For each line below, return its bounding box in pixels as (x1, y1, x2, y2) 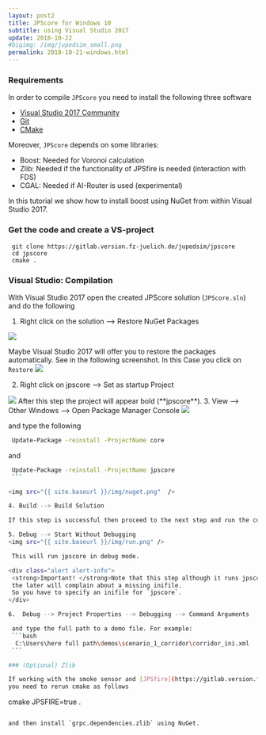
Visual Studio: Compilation (8, 274, 113, 285)
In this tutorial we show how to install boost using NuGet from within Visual (8, 196, 252, 206)
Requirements (8, 75, 64, 86)
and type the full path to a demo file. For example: (11, 625, 193, 633)
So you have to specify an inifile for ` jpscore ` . (11, 588, 182, 597)
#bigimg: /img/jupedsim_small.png (8, 41, 123, 49)
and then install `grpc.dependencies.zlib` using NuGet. (8, 719, 200, 728)
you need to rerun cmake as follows (8, 683, 129, 691)
